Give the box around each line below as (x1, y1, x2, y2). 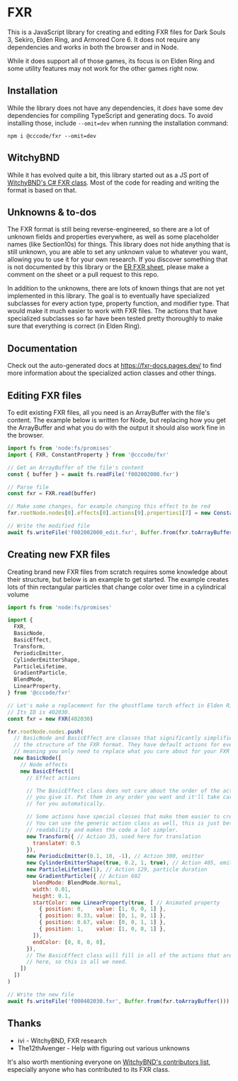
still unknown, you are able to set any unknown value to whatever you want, (7, 248, 228, 256)
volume (7, 590, 30, 599)
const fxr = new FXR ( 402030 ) (7, 715, 93, 722)
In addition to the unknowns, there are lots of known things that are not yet (7, 284, 225, 293)
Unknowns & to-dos (7, 206, 97, 218)
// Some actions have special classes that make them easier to (25, 813, 220, 820)
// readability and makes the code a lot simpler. (25, 826, 179, 833)
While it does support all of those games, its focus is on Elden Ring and (7, 56, 215, 65)
